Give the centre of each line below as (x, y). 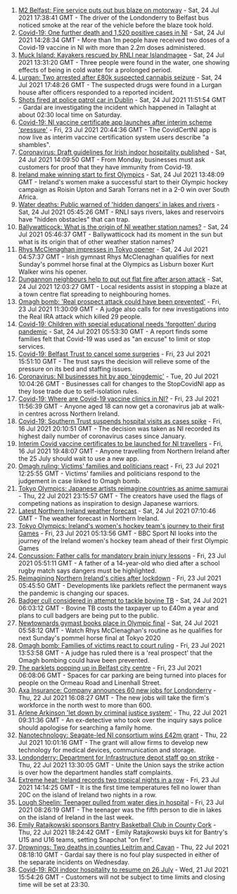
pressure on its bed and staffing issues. (75, 369)
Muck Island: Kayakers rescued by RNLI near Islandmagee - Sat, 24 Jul (121, 55)
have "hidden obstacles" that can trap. (74, 219)
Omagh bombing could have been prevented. (84, 660)
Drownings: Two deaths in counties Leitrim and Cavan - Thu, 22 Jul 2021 (123, 847)
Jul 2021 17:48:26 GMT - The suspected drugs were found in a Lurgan (120, 85)
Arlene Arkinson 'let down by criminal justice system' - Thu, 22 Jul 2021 (122, 713)
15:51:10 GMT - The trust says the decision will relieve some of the (114, 361)
